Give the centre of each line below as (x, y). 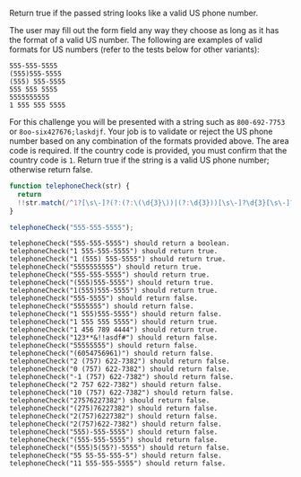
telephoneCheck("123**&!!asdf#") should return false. (114, 338)
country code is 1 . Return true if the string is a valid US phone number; (139, 160)
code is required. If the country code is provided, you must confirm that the (148, 150)
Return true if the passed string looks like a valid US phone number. (133, 13)
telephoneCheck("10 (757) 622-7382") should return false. (122, 393)
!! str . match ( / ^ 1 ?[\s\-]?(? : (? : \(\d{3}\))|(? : (104, 203)
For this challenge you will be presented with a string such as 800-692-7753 (147, 122)
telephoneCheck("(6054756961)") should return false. (112, 354)
